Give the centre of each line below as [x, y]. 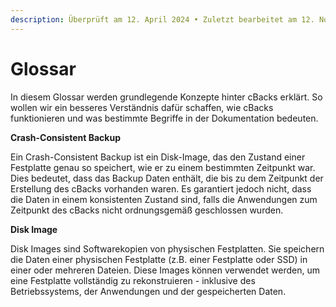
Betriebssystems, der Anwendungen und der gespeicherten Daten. [148, 291]
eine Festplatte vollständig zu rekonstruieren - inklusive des [133, 280]
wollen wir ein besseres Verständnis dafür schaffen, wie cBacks [142, 107]
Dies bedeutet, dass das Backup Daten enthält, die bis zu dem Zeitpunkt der [167, 178]
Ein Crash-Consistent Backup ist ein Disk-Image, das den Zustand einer [158, 157]
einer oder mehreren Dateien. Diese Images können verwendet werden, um [165, 270]
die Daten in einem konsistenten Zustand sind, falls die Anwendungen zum [164, 199]
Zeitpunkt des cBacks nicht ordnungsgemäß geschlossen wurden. [147, 210]
